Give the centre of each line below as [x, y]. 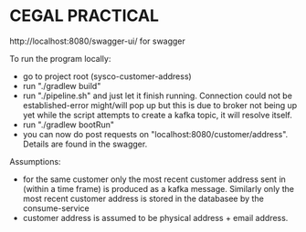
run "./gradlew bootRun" [69, 125]
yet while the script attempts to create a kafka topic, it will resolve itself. [157, 115]
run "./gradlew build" [62, 86]
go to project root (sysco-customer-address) [107, 76]
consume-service [56, 208]
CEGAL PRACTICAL [84, 16]
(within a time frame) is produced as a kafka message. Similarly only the [158, 188]
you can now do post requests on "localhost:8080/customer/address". [155, 134]
